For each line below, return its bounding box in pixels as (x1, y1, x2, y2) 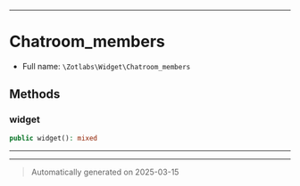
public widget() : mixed (9, 133, 98, 142)
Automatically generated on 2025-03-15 (30, 166, 179, 177)
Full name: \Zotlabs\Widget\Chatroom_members (21, 61, 191, 71)
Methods (9, 86, 61, 102)
